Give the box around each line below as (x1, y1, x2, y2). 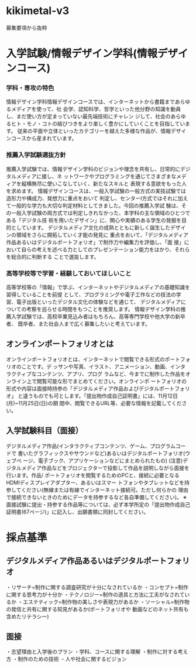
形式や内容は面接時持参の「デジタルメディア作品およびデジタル (6, 385, 160, 392)
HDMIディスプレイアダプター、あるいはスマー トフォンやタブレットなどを (6, 479, 185, 486)
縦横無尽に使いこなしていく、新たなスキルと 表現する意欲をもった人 (21, 180, 187, 187)
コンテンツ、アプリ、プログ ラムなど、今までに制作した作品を (36, 370, 186, 377)
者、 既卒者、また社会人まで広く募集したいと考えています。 (6, 320, 150, 327)
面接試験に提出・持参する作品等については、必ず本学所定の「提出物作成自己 (6, 501, 191, 508)
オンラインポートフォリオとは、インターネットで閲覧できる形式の (6, 355, 165, 362)
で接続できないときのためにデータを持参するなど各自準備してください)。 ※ (6, 494, 187, 501)
